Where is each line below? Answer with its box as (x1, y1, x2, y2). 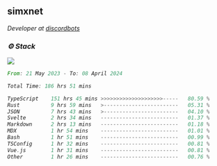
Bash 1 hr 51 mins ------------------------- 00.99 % (7, 134, 210, 141)
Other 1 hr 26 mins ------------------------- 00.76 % (7, 153, 210, 160)
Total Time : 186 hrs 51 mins (7, 83, 92, 90)
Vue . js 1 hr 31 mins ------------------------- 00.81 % (7, 147, 210, 153)
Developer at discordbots (7, 24, 80, 32)
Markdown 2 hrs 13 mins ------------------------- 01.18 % (7, 121, 210, 128)
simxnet (7, 6, 44, 17)
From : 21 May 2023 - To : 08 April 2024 (7, 70, 123, 77)
